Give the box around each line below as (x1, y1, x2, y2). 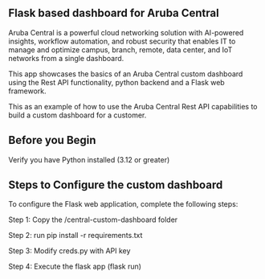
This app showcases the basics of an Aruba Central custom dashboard (8, 68, 243, 79)
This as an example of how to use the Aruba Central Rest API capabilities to (8, 101, 258, 111)
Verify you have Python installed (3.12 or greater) (8, 154, 170, 164)
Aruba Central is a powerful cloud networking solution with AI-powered (8, 27, 244, 37)
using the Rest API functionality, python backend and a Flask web (8, 77, 225, 87)
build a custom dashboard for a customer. (8, 110, 147, 120)
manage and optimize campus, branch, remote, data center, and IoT (8, 44, 233, 55)
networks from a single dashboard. (8, 53, 124, 63)
